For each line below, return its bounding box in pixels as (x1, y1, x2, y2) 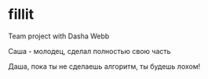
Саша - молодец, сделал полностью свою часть (8, 46, 171, 56)
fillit (8, 5, 34, 23)
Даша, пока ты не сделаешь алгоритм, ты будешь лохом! (8, 61, 201, 71)
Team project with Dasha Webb (8, 31, 110, 41)
